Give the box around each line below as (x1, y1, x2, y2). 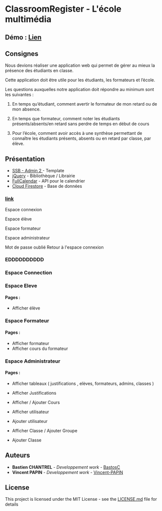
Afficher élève (12, 305, 40, 311)
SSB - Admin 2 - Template (12, 168, 65, 174)
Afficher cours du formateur (12, 346, 68, 351)
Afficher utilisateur (12, 409, 49, 415)
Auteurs (5, 451, 31, 459)
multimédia (5, 14, 52, 25)
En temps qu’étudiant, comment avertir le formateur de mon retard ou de (12, 101, 158, 107)
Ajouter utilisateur (12, 418, 48, 424)
